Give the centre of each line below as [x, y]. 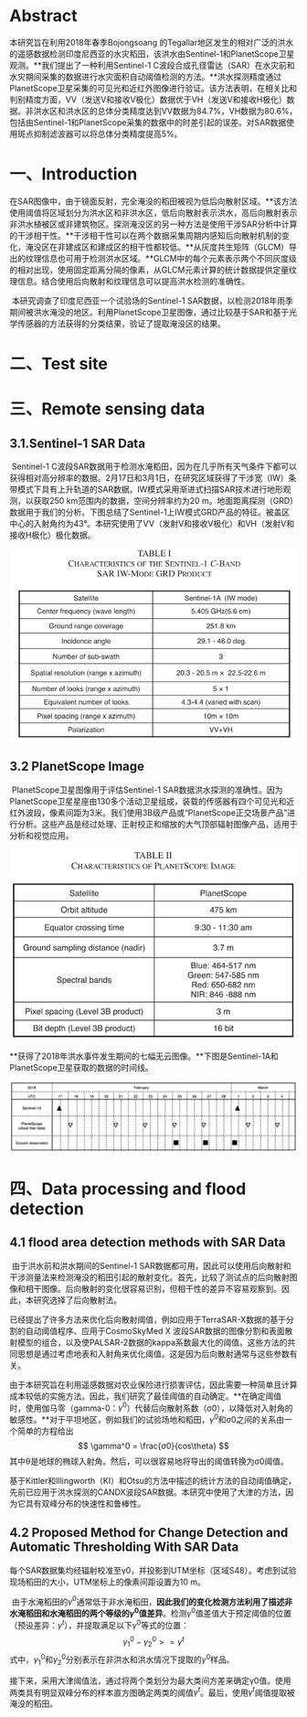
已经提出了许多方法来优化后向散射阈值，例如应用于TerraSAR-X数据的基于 [148, 1319]
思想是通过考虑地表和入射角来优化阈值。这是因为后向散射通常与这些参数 [153, 1353]
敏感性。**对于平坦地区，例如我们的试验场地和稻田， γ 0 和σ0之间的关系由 [147, 1418]
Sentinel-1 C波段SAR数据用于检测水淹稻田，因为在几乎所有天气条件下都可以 [154, 466]
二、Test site [58, 364]
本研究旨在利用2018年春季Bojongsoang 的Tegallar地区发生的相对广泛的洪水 [152, 42]
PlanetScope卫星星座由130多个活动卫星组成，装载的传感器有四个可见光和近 [152, 801]
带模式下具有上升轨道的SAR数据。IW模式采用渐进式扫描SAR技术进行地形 [146, 489]
